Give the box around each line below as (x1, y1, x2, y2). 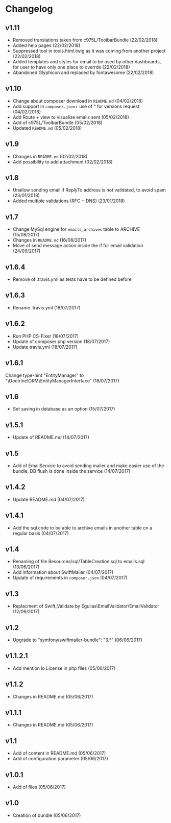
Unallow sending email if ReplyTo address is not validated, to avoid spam (12, 187, 166, 193)
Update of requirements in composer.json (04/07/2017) (12, 575, 128, 581)
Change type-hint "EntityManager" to (5, 372, 84, 378)
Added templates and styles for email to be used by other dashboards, (12, 59, 161, 64)
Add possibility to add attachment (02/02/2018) (12, 159, 113, 165)
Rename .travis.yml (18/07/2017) (12, 304, 81, 310)
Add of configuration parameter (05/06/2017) (12, 756, 108, 762)
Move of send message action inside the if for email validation (12, 243, 143, 249)
